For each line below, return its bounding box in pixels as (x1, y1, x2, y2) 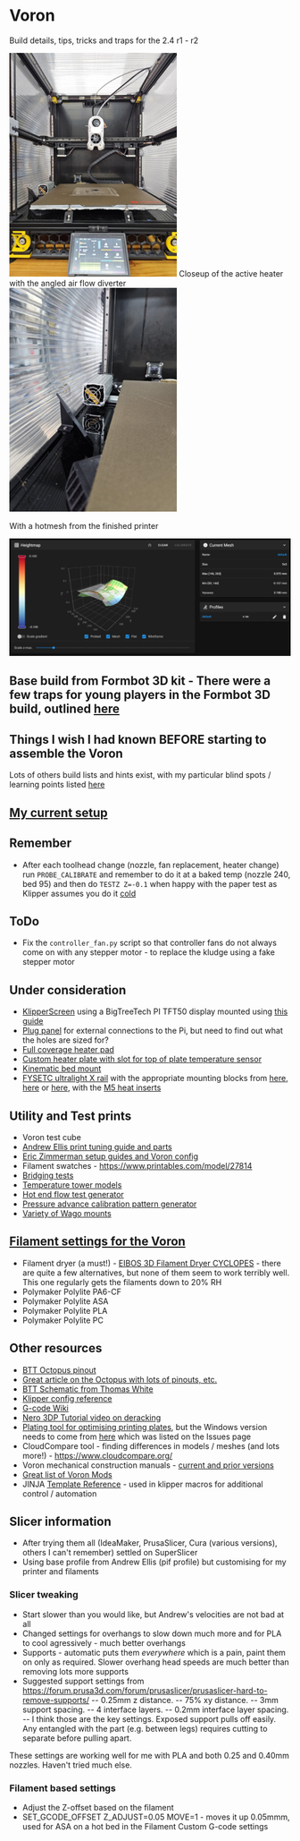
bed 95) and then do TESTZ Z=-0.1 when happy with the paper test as (21, 878, 278, 889)
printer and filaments (21, 1566, 100, 1577)
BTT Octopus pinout (21, 1364, 96, 1375)
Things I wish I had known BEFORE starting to (9, 731, 267, 747)
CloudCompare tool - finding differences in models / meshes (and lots (21, 1440, 279, 1451)
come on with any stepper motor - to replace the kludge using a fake (21, 947, 275, 958)
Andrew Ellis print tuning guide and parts (21, 1141, 172, 1152)
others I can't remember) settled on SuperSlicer (21, 1547, 198, 1558)
